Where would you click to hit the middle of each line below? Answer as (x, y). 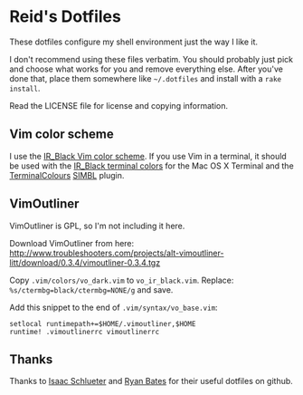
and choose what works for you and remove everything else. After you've (146, 69)
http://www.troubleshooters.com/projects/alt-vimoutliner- (117, 253)
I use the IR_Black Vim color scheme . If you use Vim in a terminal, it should (148, 156)
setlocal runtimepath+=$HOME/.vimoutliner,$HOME (103, 323)
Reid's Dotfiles (66, 17)
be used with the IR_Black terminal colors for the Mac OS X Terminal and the (151, 166)
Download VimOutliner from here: (72, 243)
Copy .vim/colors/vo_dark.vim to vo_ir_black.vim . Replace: (122, 280)
